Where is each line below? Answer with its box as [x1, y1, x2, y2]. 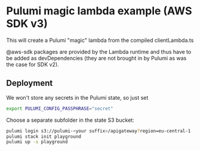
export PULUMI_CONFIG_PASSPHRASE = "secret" [6, 106, 113, 112]
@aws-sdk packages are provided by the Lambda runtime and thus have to [6, 48, 192, 55]
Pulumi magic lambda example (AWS [6, 4, 192, 18]
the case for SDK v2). [6, 61, 59, 68]
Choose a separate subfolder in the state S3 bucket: [6, 116, 134, 124]
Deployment [6, 78, 53, 88]
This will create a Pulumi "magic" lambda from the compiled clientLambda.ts [6, 36, 194, 44]
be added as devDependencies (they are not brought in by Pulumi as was [6, 54, 187, 61]
